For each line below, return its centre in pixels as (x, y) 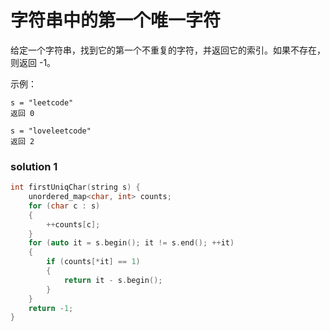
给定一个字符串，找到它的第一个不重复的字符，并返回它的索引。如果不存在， (168, 50)
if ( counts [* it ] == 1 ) (93, 262)
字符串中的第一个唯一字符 (116, 20)
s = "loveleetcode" (51, 131)
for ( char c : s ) (64, 206)
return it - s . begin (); (113, 280)
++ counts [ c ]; (73, 224)
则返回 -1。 (33, 62)
